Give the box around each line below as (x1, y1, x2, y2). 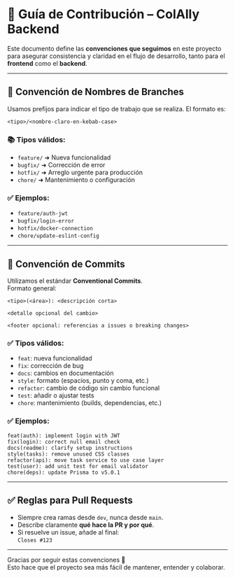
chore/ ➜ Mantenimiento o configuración (17, 176, 135, 184)
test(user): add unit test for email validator (7, 463, 149, 470)
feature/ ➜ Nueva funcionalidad (17, 153, 111, 162)
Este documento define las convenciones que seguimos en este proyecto (7, 44, 222, 52)
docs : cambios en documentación (17, 369, 114, 377)
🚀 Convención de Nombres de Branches (7, 86, 184, 98)
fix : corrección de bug (17, 362, 84, 370)
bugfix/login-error (17, 218, 75, 225)
